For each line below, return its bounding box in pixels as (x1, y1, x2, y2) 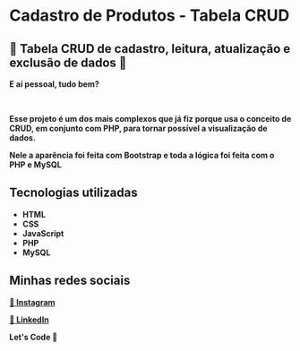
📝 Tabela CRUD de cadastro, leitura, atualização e (9, 41, 291, 56)
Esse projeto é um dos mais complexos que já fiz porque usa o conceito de (9, 114, 292, 124)
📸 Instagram (9, 296, 56, 307)
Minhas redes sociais (9, 273, 131, 288)
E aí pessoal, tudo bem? (9, 79, 100, 90)
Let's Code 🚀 (9, 331, 58, 342)
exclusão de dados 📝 (9, 55, 127, 70)
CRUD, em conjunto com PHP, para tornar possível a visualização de (9, 123, 268, 133)
